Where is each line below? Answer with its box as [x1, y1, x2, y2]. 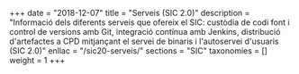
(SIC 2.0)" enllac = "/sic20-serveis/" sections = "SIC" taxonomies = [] [9, 45, 268, 56]
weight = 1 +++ [9, 55, 66, 65]
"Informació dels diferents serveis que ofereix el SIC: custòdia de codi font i [9, 17, 290, 28]
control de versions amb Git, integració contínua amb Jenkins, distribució [9, 27, 281, 37]
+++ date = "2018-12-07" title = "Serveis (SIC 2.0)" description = [9, 8, 250, 18]
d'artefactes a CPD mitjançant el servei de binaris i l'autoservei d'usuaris [9, 36, 279, 46]
